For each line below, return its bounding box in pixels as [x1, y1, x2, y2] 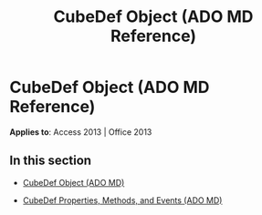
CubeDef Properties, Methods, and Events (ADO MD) [22, 194, 223, 206]
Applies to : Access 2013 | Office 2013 [9, 126, 152, 138]
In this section [9, 153, 92, 169]
